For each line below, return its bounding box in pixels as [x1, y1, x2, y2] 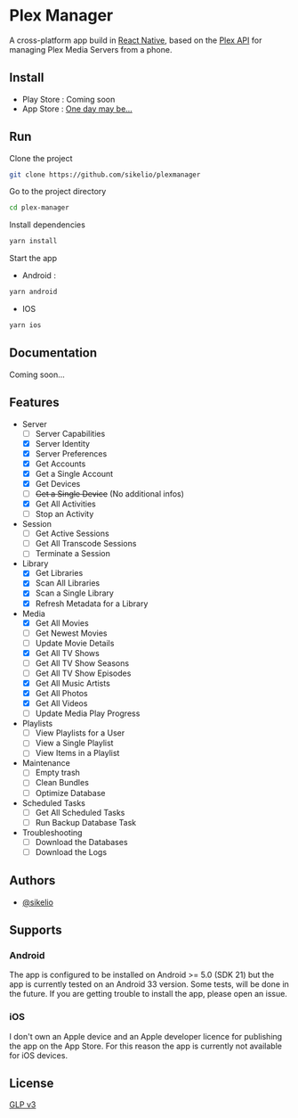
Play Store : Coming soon [21, 94, 116, 104]
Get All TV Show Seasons [35, 657, 130, 669]
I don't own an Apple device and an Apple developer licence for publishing [9, 1031, 283, 1041]
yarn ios [9, 321, 42, 330]
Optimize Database [35, 787, 106, 798]
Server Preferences [35, 448, 108, 459]
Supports [9, 923, 62, 938]
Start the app [9, 253, 58, 264]
